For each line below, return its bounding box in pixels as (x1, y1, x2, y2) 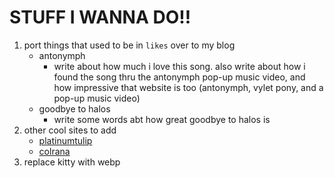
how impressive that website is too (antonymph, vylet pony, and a (53, 81, 324, 93)
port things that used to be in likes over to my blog (23, 39, 236, 51)
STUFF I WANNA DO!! (9, 6, 192, 29)
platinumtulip (38, 134, 93, 146)
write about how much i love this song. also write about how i (53, 60, 306, 72)
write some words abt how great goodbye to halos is (53, 113, 271, 125)
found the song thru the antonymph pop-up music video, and (53, 71, 306, 83)
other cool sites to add (23, 124, 117, 136)
